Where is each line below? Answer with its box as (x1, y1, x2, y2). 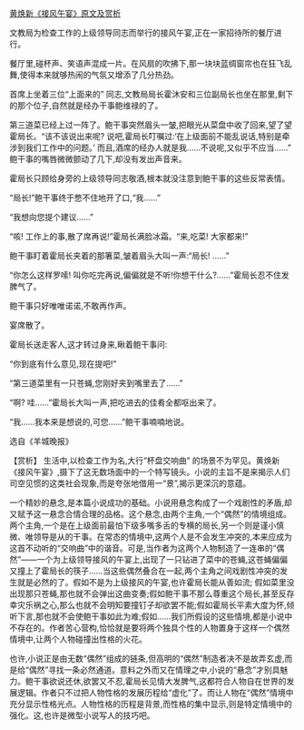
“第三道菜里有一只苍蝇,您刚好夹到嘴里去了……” (9, 378, 183, 389)
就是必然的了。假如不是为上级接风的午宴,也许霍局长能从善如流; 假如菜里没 (16, 577, 295, 587)
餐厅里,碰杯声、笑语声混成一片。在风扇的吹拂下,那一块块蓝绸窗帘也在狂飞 (9, 58, 285, 68)
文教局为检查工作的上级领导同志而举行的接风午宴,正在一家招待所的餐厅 (9, 27, 275, 38)
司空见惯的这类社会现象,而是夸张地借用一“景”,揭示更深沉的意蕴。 (9, 478, 251, 489)
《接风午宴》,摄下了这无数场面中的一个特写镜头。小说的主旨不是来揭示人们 (9, 467, 290, 477)
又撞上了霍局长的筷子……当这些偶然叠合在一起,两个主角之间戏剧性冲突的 (9, 565, 280, 576)
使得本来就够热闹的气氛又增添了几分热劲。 (19, 69, 180, 80)
